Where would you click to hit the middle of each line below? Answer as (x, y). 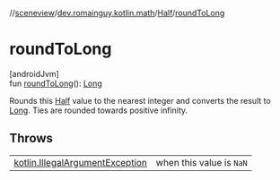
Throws (31, 138)
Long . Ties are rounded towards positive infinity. (99, 110)
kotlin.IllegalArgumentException (81, 162)
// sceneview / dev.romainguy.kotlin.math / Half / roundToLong (117, 13)
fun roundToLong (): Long (56, 83)
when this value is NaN (202, 162)
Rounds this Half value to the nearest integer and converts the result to (140, 100)
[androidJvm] (35, 73)
